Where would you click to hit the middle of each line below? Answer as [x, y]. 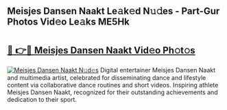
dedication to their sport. [42, 99]
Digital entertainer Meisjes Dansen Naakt [158, 70]
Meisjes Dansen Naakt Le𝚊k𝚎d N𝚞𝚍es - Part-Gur [113, 11]
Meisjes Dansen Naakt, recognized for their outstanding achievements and [112, 92]
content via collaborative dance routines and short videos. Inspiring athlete [113, 85]
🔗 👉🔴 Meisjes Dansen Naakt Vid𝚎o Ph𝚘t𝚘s [101, 50]
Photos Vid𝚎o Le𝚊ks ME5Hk [69, 22]
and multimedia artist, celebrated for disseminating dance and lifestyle [107, 78]
